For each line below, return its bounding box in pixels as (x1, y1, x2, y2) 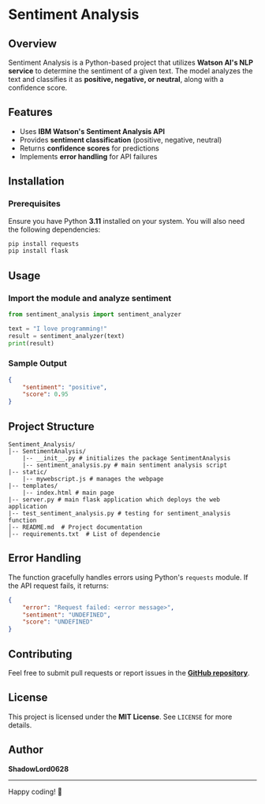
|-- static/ (8, 468, 47, 476)
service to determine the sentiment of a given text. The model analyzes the (8, 66, 253, 76)
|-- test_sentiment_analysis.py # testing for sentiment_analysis (8, 510, 231, 518)
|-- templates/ (8, 482, 58, 490)
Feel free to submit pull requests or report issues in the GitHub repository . (8, 668, 250, 678)
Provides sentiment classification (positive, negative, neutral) (19, 135, 222, 144)
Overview (8, 37, 58, 50)
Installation (8, 175, 65, 188)
